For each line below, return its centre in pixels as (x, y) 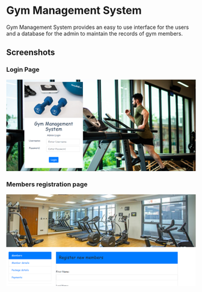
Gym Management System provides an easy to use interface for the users (98, 27)
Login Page (23, 70)
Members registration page (47, 184)
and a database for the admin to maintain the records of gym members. (95, 33)
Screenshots (31, 53)
